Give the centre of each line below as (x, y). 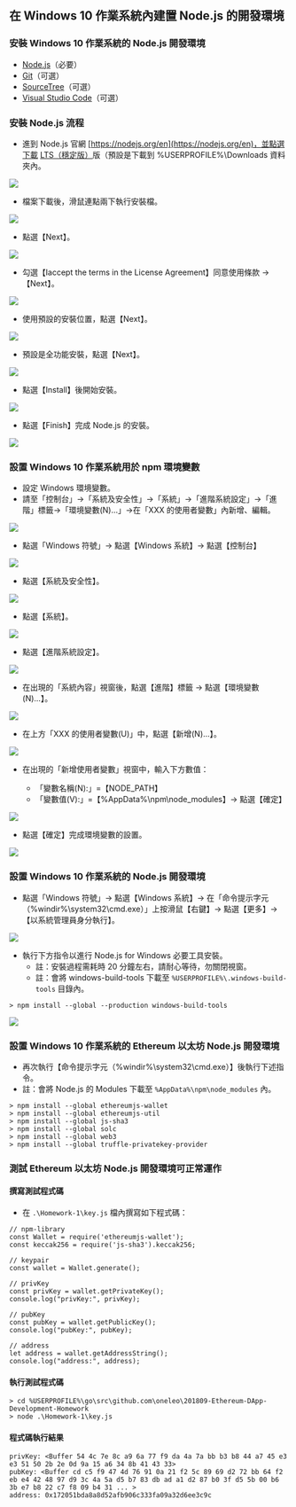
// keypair (29, 1261)
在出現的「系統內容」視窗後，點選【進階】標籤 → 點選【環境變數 (140, 687)
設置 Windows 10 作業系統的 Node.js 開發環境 (107, 877)
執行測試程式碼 (36, 1382)
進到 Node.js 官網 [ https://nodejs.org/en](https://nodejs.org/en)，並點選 (153, 144)
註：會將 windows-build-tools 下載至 (102, 977)
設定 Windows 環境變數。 (68, 488)
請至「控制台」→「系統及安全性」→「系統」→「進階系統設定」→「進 (149, 499)
